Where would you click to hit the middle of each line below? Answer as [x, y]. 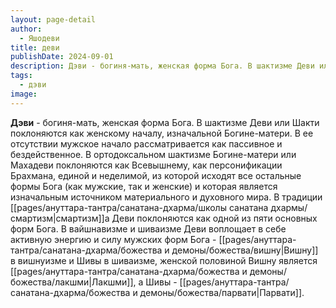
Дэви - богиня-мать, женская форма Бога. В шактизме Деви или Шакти [165, 122]
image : [24, 94]
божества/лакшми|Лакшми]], [73, 282]
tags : [21, 76]
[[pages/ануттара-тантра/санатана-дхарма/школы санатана [139, 207]
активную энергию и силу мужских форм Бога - [113, 239]
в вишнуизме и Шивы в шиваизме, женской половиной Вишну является [164, 260]
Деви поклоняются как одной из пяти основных [214, 218]
